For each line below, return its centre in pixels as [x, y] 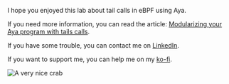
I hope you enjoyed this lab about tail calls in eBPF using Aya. [97, 10]
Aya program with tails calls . [49, 32]
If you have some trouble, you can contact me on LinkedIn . [94, 45]
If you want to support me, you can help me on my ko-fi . [90, 59]
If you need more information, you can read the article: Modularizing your [115, 24]
